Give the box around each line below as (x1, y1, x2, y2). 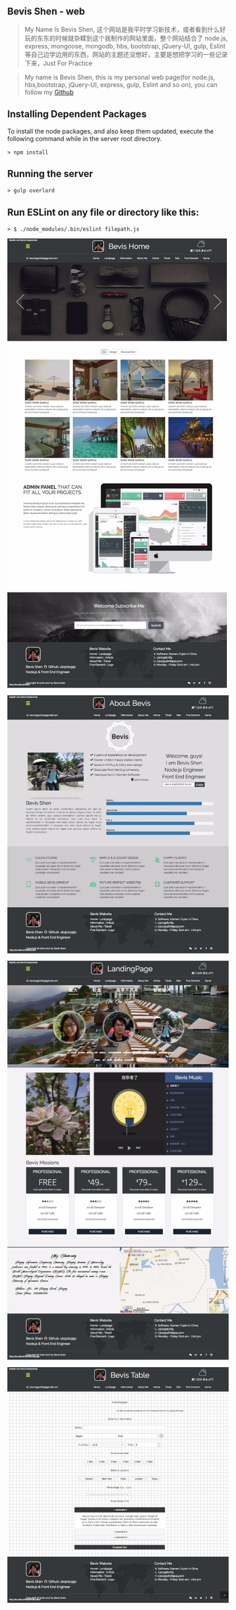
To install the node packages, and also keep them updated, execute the (7, 126, 214, 136)
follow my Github (24, 88, 74, 96)
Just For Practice (43, 59, 93, 67)
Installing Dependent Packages (7, 108, 147, 120)
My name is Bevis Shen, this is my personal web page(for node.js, (24, 73, 216, 81)
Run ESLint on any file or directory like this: (7, 206, 199, 218)
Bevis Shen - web (7, 6, 86, 18)
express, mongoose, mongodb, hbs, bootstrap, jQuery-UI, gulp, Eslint (24, 41, 226, 50)
